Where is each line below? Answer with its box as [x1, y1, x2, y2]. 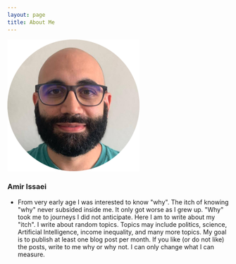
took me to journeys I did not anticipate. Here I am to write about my [17, 213, 216, 221]
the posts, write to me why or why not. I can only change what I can [17, 242, 215, 251]
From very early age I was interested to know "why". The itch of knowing [17, 197, 229, 206]
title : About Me [7, 18, 55, 26]
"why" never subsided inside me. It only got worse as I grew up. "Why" [17, 205, 224, 213]
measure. [17, 250, 46, 258]
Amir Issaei [7, 182, 47, 192]
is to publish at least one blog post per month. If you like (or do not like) [17, 235, 225, 244]
